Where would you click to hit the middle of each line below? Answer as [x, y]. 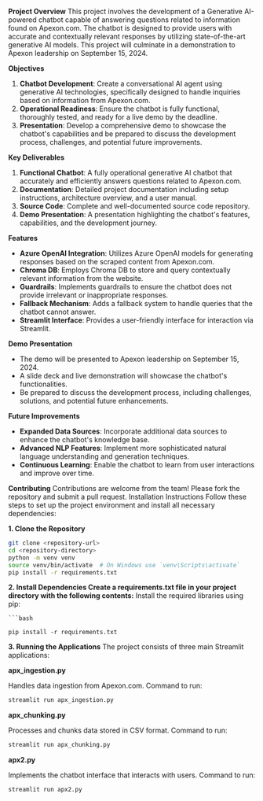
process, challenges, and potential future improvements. [111, 142]
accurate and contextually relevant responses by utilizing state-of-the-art [127, 36]
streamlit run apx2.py [45, 790]
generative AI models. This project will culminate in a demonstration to [122, 45]
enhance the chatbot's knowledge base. [85, 439]
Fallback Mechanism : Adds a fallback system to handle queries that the [136, 303]
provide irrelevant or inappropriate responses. [94, 295]
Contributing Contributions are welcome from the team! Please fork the [124, 488]
